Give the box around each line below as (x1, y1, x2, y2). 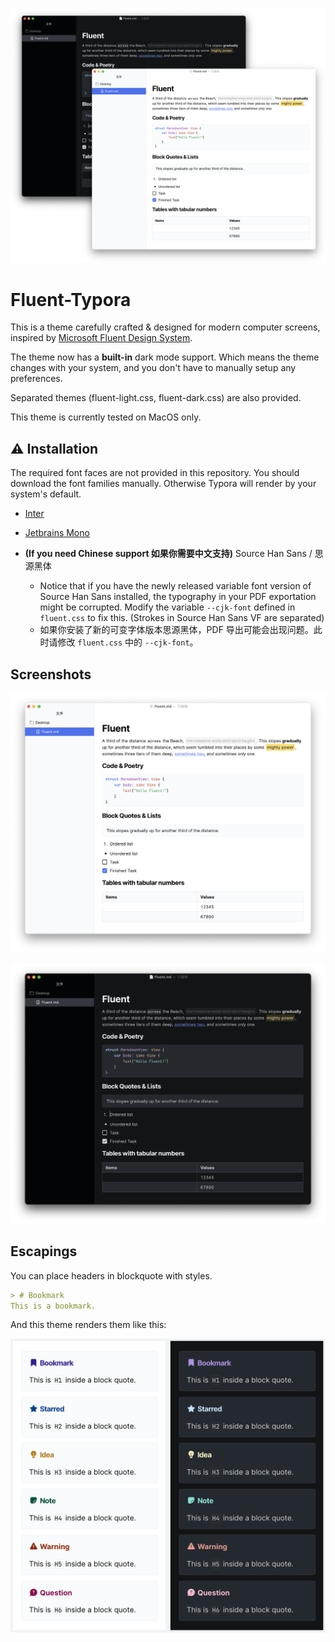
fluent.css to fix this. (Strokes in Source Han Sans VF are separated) (39, 612, 325, 624)
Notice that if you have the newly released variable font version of (39, 580, 312, 592)
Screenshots (10, 666, 92, 683)
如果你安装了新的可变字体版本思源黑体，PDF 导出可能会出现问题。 (39, 624, 314, 636)
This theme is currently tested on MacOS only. (10, 411, 202, 423)
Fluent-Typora (10, 288, 132, 311)
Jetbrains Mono (24, 527, 90, 539)
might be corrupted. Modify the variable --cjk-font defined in (39, 601, 296, 613)
